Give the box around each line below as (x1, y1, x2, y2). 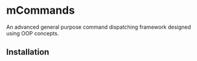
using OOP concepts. (6, 29, 59, 36)
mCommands (6, 4, 75, 17)
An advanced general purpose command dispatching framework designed (6, 23, 192, 30)
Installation (6, 47, 49, 57)
